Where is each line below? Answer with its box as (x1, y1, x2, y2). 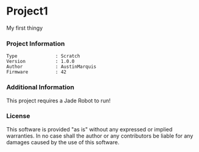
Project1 (6, 4, 49, 18)
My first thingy (6, 24, 43, 31)
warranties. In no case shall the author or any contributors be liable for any (6, 132, 194, 139)
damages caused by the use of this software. (6, 138, 120, 146)
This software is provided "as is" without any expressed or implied (6, 125, 173, 133)
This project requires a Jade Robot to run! (6, 97, 111, 104)
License (6, 112, 30, 121)
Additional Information (6, 83, 75, 91)
